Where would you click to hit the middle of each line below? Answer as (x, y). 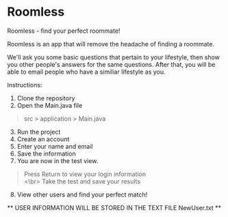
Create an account (43, 139)
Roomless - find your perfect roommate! (64, 31)
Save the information (47, 154)
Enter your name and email (55, 146)
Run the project (39, 132)
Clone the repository (46, 98)
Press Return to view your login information (85, 174)
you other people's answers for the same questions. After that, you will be (111, 64)
